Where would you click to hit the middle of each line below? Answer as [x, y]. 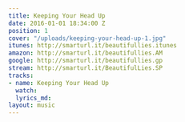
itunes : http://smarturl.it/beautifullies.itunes [93, 46]
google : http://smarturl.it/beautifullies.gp [85, 61]
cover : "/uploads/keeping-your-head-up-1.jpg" [87, 38]
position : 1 [28, 31]
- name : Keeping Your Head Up [59, 83]
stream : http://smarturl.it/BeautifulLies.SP [85, 68]
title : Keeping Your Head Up [57, 16]
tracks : [21, 75]
